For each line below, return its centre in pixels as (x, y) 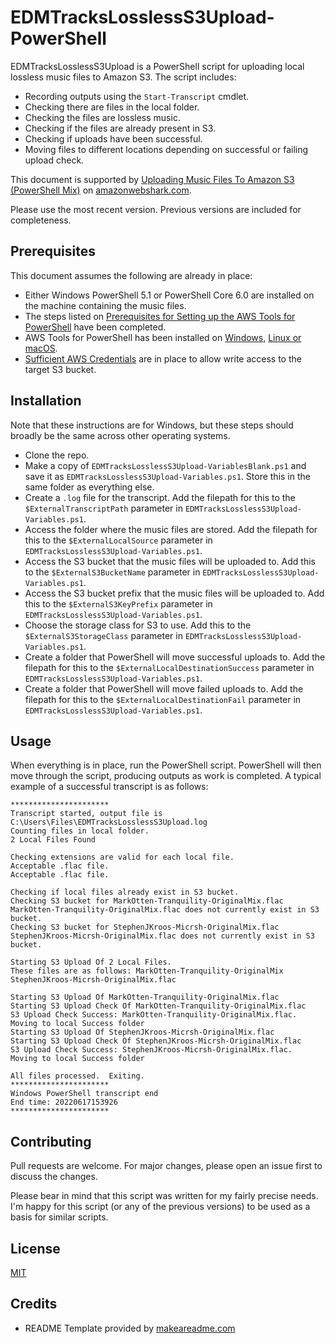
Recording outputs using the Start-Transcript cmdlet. (137, 96)
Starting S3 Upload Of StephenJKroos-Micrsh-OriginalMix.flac (142, 1032)
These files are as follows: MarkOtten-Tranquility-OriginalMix (147, 971)
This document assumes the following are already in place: (131, 275)
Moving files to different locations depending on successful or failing (166, 149)
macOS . (41, 348)
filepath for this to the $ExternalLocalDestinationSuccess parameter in (169, 667)
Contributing (51, 1141)
